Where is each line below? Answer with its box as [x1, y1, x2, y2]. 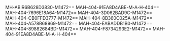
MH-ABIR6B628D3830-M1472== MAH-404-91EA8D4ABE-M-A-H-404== [5, 5, 159, 10]
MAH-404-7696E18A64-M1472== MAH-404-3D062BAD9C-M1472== [5, 10, 152, 16]
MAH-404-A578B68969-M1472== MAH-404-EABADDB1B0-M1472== [5, 20, 152, 26]
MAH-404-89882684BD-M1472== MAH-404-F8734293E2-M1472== [5, 26, 152, 32]
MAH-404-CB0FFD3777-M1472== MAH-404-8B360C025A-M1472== [5, 15, 153, 21]
